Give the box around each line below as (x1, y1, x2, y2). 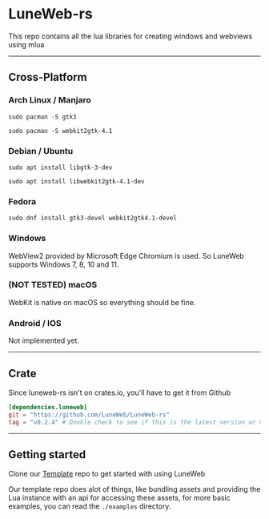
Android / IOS (8, 317, 62, 328)
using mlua (8, 39, 45, 49)
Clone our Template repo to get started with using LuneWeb (8, 469, 206, 479)
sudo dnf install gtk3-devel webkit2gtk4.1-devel (8, 214, 178, 223)
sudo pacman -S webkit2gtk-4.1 (8, 127, 113, 135)
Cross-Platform (8, 70, 87, 84)
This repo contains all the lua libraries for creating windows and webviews (8, 31, 253, 41)
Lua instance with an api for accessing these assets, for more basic (8, 493, 231, 503)
